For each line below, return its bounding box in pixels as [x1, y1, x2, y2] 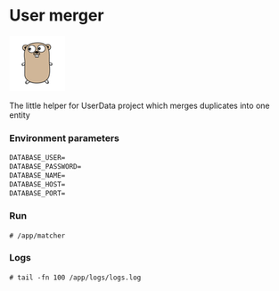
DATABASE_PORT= [9, 189, 66, 198]
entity [9, 109, 31, 121]
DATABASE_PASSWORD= [9, 162, 82, 171]
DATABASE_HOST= [9, 180, 66, 189]
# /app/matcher [9, 231, 66, 240]
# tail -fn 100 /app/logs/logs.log [9, 273, 142, 282]
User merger [9, 5, 104, 26]
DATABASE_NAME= [9, 171, 66, 180]
